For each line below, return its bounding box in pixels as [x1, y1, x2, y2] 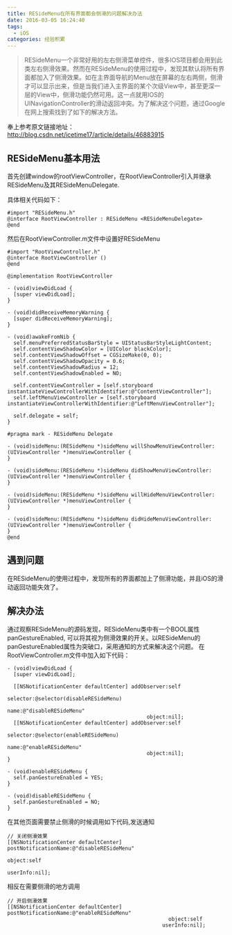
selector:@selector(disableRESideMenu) [7, 695, 123, 702]
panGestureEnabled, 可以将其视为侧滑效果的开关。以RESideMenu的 [7, 633, 201, 642]
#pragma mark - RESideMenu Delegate [7, 430, 113, 437]
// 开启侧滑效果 [7, 897, 48, 904]
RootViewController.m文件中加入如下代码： [7, 650, 130, 659]
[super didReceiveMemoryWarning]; [13, 315, 113, 322]
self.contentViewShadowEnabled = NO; [13, 369, 123, 377]
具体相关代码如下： [7, 195, 62, 203]
